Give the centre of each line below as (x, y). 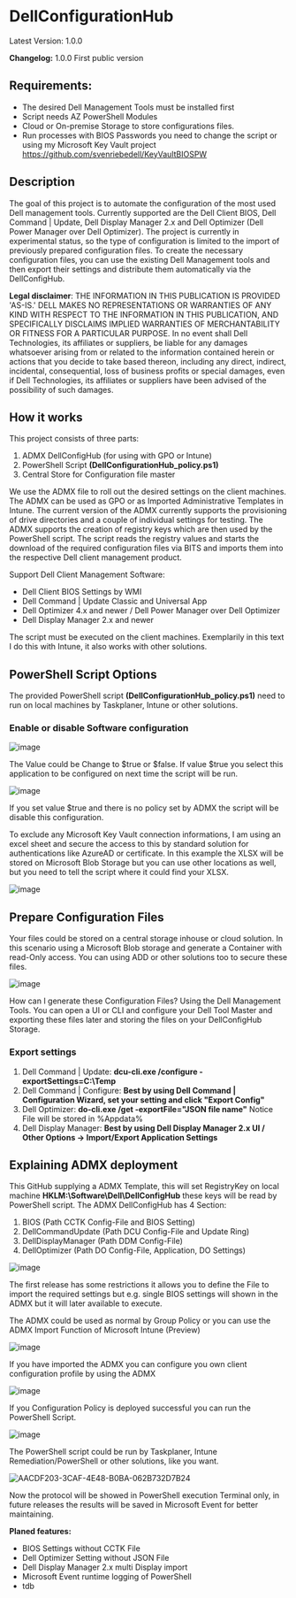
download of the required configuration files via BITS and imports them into (146, 548)
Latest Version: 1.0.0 (46, 41)
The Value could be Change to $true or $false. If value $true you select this (146, 764)
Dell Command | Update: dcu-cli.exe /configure (110, 1072)
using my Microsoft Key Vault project (89, 144)
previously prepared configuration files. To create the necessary (126, 250)
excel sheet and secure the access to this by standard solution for (129, 844)
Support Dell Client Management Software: (87, 575)
